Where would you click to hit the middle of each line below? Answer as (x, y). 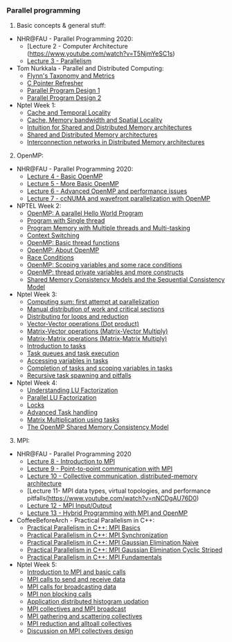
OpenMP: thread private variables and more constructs (105, 272)
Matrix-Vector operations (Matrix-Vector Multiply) (97, 331)
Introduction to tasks (56, 346)
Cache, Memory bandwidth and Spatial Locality (95, 120)
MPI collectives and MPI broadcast (76, 609)
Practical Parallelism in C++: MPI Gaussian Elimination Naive (113, 543)
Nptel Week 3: (37, 294)
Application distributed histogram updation (88, 602)
